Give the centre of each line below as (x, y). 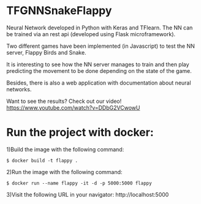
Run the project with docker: (80, 133)
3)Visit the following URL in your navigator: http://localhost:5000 (88, 194)
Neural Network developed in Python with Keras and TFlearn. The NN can (100, 28)
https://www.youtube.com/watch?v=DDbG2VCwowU (73, 107)
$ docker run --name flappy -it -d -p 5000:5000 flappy (79, 183)
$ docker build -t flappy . (42, 161)
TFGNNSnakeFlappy (59, 11)
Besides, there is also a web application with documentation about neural (99, 83)
